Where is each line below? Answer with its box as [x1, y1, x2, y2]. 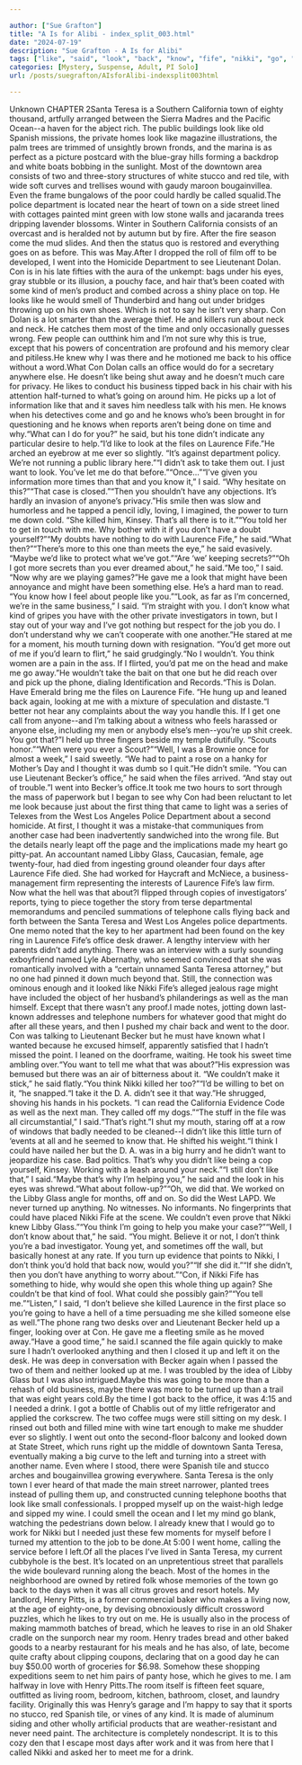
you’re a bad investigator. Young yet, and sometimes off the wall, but [9, 1240, 263, 1251]
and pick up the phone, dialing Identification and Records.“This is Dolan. [9, 676, 277, 688]
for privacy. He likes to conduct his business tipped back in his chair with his [9, 380, 293, 391]
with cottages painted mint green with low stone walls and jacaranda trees [9, 209, 285, 219]
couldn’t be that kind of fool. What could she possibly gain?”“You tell [9, 1288, 263, 1299]
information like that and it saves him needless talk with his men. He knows [9, 399, 287, 410]
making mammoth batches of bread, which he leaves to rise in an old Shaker [9, 1622, 293, 1633]
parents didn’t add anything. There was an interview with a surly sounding [9, 944, 284, 955]
